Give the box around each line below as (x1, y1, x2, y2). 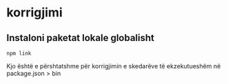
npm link (6, 50, 32, 57)
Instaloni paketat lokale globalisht (6, 32, 155, 44)
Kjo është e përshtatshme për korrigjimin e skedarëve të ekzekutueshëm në (6, 62, 221, 70)
